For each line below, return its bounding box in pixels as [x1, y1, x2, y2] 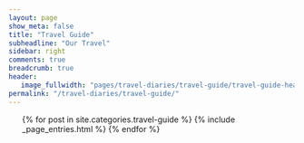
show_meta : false [8, 22, 74, 31]
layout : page [8, 13, 58, 23]
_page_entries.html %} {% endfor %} [21, 123, 161, 134]
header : [8, 72, 38, 81]
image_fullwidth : [20, 81, 87, 90]
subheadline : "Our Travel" [8, 38, 111, 48]
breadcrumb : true [8, 64, 74, 73]
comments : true [8, 55, 66, 64]
